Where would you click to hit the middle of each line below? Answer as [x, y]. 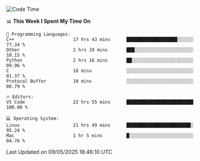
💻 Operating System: [33, 119]
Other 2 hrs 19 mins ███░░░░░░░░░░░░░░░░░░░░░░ [100, 50]
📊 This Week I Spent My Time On [48, 21]
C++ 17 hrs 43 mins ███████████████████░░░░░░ [100, 39]
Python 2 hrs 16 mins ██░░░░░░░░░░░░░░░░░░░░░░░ [100, 60]
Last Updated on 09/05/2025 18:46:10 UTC [59, 152]
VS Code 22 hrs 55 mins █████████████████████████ [100, 102]
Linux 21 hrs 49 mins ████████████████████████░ [100, 125]
